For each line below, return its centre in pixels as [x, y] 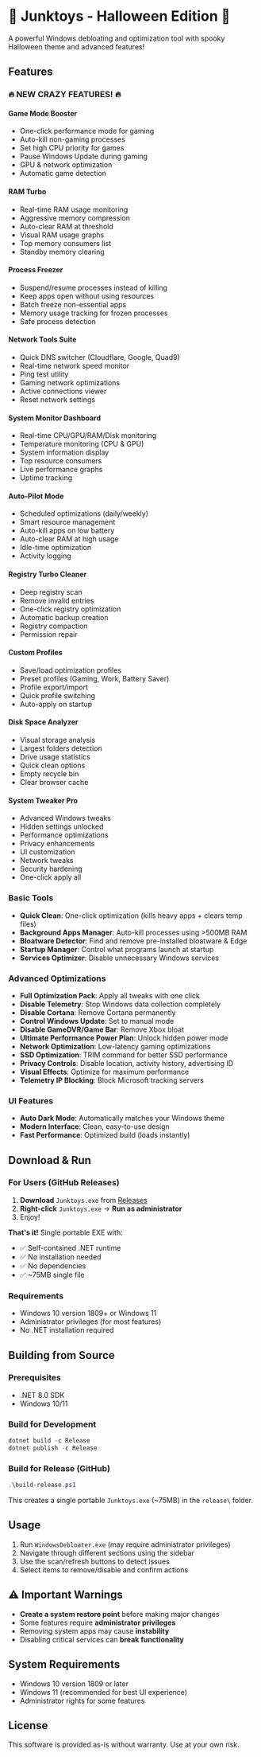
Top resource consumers [61, 461]
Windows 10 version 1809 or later [74, 1684]
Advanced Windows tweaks [65, 818]
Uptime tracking [46, 478]
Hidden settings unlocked [61, 826]
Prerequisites [35, 1378]
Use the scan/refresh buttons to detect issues [95, 1561]
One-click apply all [50, 877]
